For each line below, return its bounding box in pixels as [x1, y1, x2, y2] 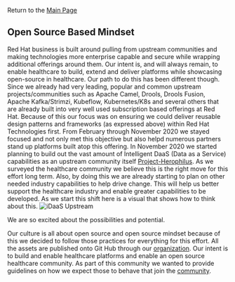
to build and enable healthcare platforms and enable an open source [7, 251, 205, 259]
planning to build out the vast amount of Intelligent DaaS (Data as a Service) [7, 149, 227, 158]
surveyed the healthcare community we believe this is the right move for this [7, 165, 229, 173]
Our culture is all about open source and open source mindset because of [7, 229, 221, 238]
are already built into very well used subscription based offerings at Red [7, 105, 215, 113]
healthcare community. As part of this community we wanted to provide [7, 259, 215, 267]
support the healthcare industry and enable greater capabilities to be [7, 186, 206, 196]
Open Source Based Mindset [7, 26, 135, 38]
